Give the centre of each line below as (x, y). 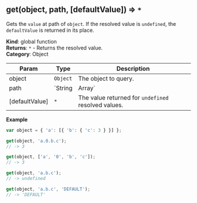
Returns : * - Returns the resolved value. (55, 48)
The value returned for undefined (123, 98)
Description (133, 68)
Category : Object (27, 54)
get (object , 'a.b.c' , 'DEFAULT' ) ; (48, 189)
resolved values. (101, 105)
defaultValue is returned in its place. (50, 30)
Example (17, 119)
